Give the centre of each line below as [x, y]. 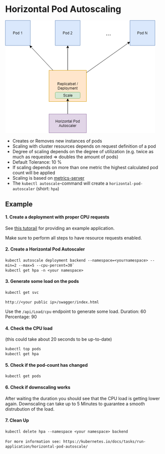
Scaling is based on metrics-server [48, 178]
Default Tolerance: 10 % [37, 162]
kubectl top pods [23, 349]
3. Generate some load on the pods [42, 281]
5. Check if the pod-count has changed [47, 365]
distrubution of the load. [30, 409]
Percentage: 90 [21, 317]
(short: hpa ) [48, 189]
